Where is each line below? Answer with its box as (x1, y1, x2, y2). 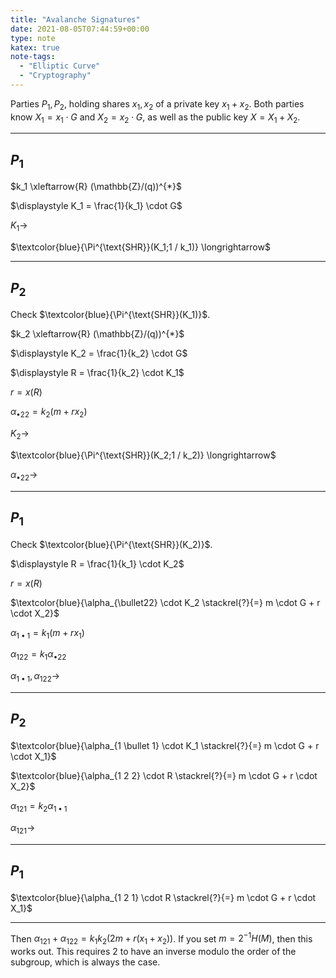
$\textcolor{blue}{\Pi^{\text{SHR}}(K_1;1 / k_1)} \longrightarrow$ (10, 241, 271, 253)
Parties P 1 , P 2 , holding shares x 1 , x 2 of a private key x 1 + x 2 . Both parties (10, 97, 305, 112)
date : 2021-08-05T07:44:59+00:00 (10, 24, 150, 34)
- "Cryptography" (19, 71, 92, 81)
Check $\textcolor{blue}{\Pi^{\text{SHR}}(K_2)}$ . (10, 538, 213, 550)
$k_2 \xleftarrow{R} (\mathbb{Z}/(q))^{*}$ (10, 328, 185, 340)
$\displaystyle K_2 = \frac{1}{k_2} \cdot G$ (10, 347, 188, 360)
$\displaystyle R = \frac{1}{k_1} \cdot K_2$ (10, 557, 185, 570)
